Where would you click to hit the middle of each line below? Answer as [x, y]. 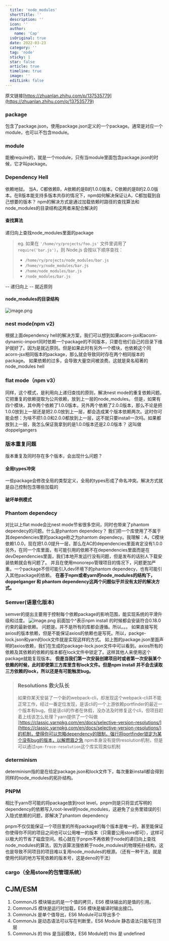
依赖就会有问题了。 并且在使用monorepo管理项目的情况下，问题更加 [80, 563]
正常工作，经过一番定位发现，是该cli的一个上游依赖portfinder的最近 [88, 704]
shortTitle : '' [26, 15]
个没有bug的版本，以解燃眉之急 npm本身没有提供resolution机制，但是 [90, 740]
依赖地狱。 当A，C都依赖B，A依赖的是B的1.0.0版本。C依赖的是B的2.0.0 [79, 189]
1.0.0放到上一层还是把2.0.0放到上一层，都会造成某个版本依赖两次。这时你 [81, 411]
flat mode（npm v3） [32, 380]
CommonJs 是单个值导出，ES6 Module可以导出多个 [66, 914]
